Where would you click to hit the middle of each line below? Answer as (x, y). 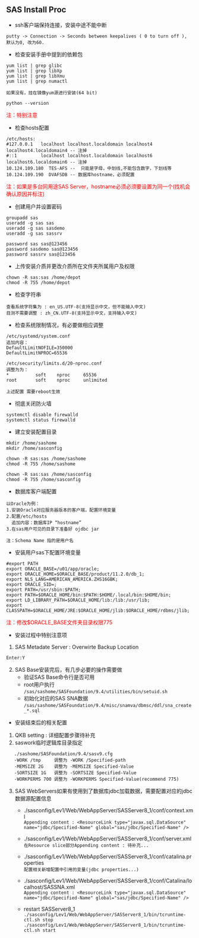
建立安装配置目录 (36, 432)
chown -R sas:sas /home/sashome (46, 459)
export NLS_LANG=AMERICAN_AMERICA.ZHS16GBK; (62, 579)
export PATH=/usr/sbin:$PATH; (44, 590)
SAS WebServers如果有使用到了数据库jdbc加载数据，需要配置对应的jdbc (104, 791)
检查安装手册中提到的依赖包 (49, 54)
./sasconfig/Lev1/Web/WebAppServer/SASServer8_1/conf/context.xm (108, 810)
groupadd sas (22, 218)
